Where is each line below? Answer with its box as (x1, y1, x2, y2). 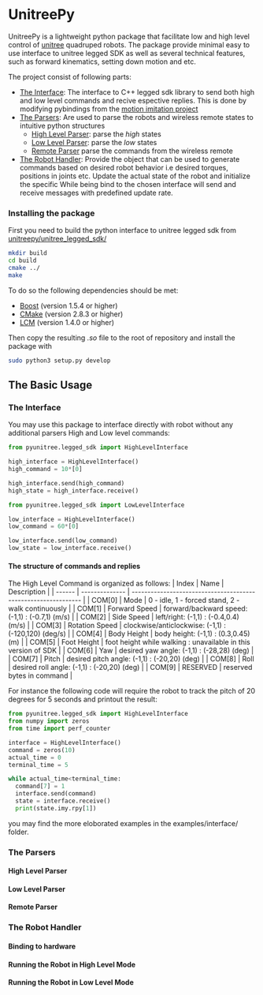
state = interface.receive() (15, 797, 111, 805)
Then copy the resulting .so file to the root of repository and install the (8, 333, 235, 342)
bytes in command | (8, 671, 73, 680)
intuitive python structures (19, 121, 106, 130)
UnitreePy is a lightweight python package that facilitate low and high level (8, 32, 250, 41)
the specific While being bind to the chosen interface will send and (19, 179, 236, 189)
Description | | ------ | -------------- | (8, 587, 130, 597)
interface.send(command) (15, 790, 97, 798)
